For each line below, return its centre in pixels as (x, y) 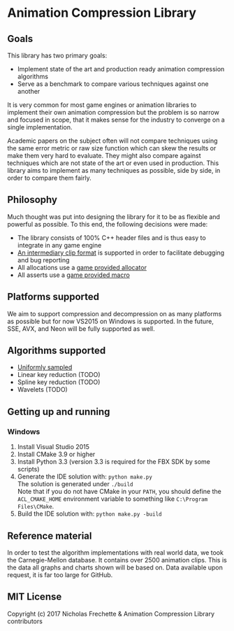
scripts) (28, 469)
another (29, 91)
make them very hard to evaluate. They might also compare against (104, 156)
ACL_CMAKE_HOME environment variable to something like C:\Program (112, 499)
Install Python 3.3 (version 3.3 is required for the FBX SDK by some (114, 462)
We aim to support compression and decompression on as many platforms (115, 313)
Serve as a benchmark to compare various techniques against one (113, 84)
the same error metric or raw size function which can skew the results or (112, 148)
